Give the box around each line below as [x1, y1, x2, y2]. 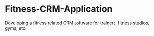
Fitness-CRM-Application [5, 3, 113, 15]
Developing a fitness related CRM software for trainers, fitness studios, [5, 20, 150, 26]
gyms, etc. [5, 25, 27, 31]
